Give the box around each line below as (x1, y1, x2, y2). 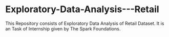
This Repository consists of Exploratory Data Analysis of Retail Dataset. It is (5, 20, 164, 26)
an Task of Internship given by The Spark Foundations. (5, 25, 121, 31)
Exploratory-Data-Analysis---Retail (5, 4, 160, 15)
